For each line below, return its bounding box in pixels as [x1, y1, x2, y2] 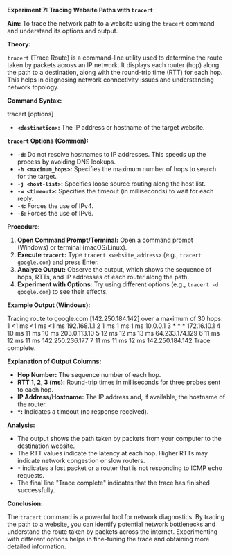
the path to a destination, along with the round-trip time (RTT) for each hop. [7, 69, 223, 76]
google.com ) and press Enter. [17, 258, 99, 266]
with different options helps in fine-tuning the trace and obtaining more [7, 535, 210, 543]
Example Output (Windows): [7, 301, 91, 309]
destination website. [17, 442, 75, 450]
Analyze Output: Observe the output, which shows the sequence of [17, 266, 212, 273]
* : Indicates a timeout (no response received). [17, 408, 149, 415]
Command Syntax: [7, 96, 62, 105]
